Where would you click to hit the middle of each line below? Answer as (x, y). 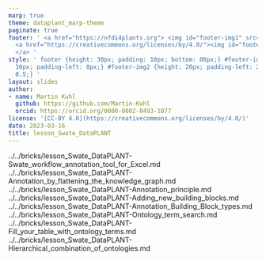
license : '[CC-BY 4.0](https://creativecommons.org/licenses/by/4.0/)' (129, 119)
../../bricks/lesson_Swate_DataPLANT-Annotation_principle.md (110, 189)
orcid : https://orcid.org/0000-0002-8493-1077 (93, 112)
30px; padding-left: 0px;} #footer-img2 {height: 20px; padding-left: (134, 67)
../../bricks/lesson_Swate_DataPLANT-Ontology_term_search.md (113, 214)
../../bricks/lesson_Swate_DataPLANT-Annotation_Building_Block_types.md (131, 206)
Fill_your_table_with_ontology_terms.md (72, 231)
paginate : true (33, 30)
